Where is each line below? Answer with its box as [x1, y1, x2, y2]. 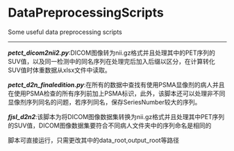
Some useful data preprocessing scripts [8, 28, 122, 36]
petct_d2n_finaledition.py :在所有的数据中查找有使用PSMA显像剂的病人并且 [8, 80, 225, 89]
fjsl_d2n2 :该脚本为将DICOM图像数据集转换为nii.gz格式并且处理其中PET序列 [8, 112, 225, 121]
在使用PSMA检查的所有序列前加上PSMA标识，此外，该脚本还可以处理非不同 [8, 89, 226, 98]
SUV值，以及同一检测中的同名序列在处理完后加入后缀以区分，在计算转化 [8, 57, 216, 65]
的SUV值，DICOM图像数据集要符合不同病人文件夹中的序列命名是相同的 [8, 121, 212, 130]
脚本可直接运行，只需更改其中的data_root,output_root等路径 [8, 136, 180, 144]
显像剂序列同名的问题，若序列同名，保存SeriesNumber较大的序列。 [8, 98, 201, 106]
